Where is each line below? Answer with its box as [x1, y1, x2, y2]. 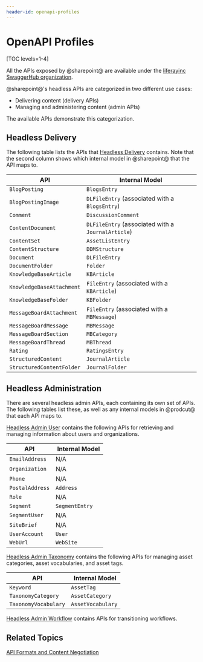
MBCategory [86, 331, 118, 338]
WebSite [55, 539, 77, 546]
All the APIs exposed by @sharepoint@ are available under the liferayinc [6, 67, 186, 74]
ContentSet [9, 238, 40, 244]
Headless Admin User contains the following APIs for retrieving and [6, 424, 174, 431]
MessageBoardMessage [9, 323, 68, 329]
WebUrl [9, 539, 28, 546]
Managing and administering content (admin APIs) [14, 103, 140, 110]
